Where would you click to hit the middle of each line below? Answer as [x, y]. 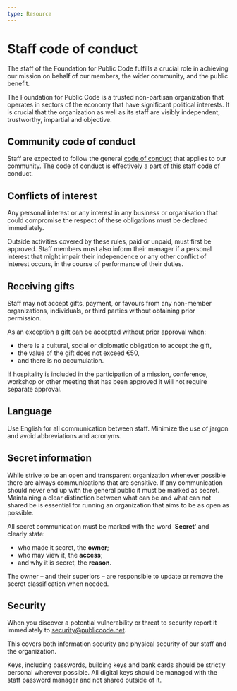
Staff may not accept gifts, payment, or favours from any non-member [109, 303]
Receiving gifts [41, 286]
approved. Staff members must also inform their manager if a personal [110, 249]
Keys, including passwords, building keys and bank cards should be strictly [116, 665]
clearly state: [26, 534]
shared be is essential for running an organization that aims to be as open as [118, 505]
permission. [24, 318]
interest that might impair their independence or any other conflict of [107, 257]
